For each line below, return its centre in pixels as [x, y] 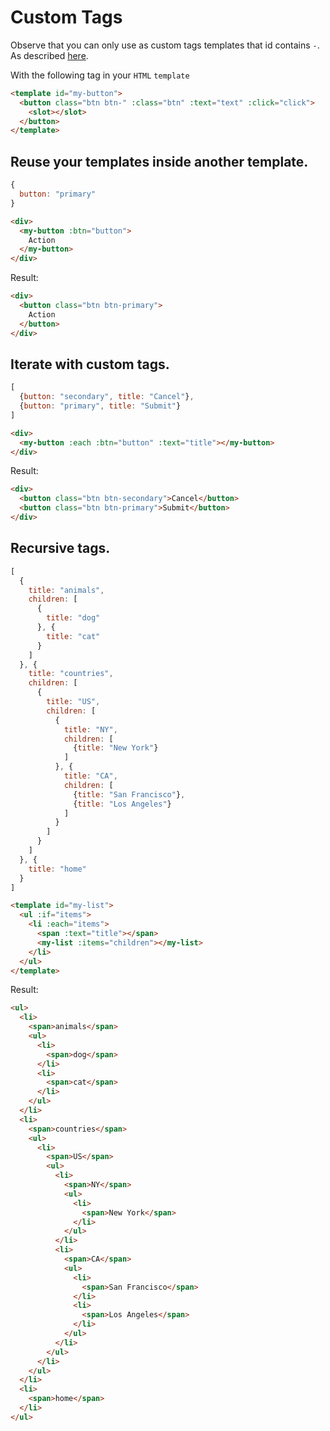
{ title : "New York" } [116, 748]
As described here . [49, 55]
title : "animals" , [66, 590]
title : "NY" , [90, 729]
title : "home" [57, 869]
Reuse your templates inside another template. [159, 161]
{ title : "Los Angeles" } [122, 804]
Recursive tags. [60, 548]
